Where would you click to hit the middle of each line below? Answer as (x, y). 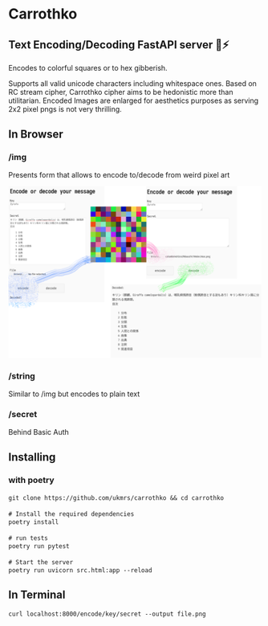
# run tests (28, 538)
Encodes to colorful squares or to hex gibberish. (88, 68)
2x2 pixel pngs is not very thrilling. (65, 109)
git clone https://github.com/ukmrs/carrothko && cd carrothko (116, 498)
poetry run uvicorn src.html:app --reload (80, 570)
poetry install (34, 522)
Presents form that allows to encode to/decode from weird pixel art (119, 174)
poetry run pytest (39, 546)
